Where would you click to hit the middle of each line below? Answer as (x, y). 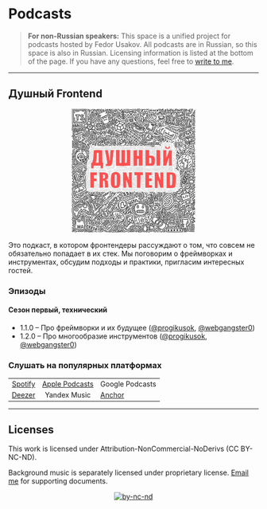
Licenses (31, 430)
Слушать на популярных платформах (85, 365)
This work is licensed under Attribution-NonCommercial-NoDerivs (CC (124, 449)
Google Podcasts (128, 384)
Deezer (23, 395)
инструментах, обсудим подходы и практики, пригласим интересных (126, 262)
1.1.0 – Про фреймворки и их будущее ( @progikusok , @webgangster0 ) (137, 327)
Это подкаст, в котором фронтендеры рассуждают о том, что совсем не (132, 245)
